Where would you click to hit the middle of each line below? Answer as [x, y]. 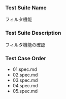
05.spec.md [25, 91]
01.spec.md [25, 69]
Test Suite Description [33, 33]
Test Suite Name [26, 8]
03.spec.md [25, 80]
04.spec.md [25, 85]
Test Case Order [26, 58]
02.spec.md [25, 75]
